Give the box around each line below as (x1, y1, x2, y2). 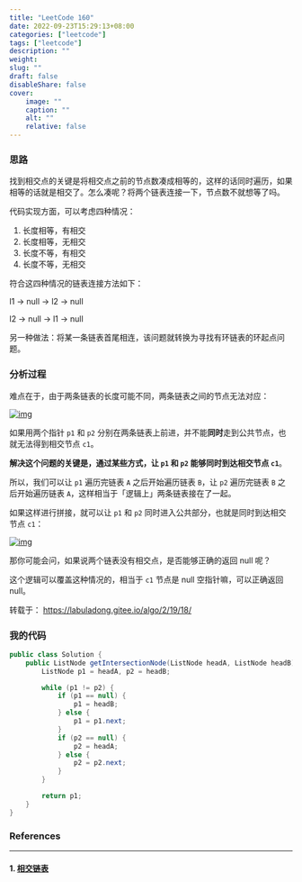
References (9, 830, 61, 842)
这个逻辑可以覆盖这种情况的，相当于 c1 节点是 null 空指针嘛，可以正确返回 (9, 574, 284, 585)
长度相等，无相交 (22, 236, 86, 248)
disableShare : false (9, 80, 87, 89)
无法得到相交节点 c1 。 (16, 438, 99, 449)
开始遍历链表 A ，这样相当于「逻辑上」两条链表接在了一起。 (16, 487, 236, 498)
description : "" (9, 47, 70, 56)
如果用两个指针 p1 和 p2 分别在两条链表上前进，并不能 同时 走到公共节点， (9, 427, 279, 438)
